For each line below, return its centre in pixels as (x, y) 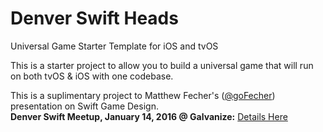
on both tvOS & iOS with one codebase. (92, 76)
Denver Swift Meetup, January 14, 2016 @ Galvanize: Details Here (149, 116)
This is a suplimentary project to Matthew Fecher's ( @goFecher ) (143, 95)
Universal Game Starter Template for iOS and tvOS (114, 46)
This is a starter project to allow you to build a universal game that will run (162, 65)
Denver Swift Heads (94, 18)
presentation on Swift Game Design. (84, 106)
